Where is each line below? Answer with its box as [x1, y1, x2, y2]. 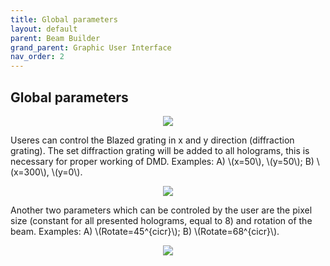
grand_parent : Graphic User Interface [10, 42, 172, 53]
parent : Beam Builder [10, 33, 101, 43]
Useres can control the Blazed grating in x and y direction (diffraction [10, 134, 295, 146]
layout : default [10, 24, 78, 34]
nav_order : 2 [10, 52, 65, 62]
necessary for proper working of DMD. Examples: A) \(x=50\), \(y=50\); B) [10, 155, 315, 167]
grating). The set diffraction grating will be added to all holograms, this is [10, 144, 310, 156]
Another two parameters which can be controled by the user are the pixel [10, 204, 313, 216]
